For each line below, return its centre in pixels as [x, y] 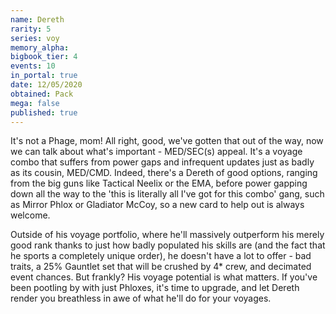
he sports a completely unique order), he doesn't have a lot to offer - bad [161, 256]
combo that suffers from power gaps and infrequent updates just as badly [162, 162]
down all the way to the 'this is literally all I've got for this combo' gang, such [167, 194]
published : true [44, 112]
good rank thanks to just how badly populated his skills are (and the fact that [168, 245]
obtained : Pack [42, 94]
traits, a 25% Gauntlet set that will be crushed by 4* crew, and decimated [161, 267]
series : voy [35, 38]
